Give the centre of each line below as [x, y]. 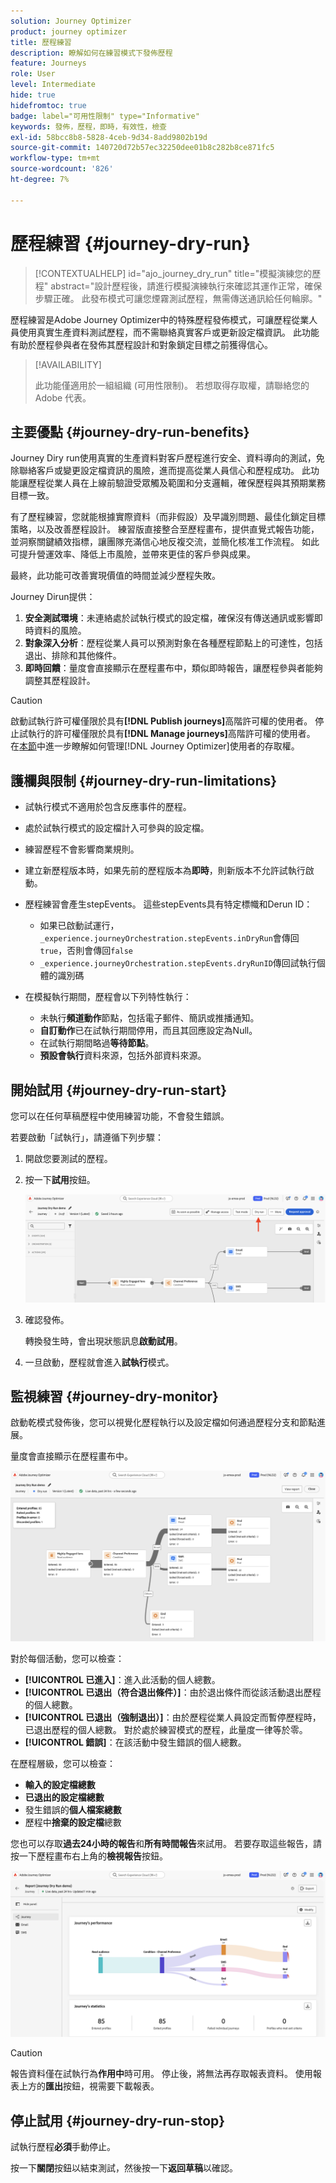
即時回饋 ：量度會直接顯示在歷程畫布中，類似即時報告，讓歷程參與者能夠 [173, 668]
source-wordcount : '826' [62, 169]
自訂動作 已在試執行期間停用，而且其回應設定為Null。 [148, 1031]
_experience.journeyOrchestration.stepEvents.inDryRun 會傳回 [169, 938]
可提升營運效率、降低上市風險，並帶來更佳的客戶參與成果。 [133, 554]
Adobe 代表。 [63, 397]
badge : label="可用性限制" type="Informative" [105, 116]
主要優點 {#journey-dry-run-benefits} [130, 431]
